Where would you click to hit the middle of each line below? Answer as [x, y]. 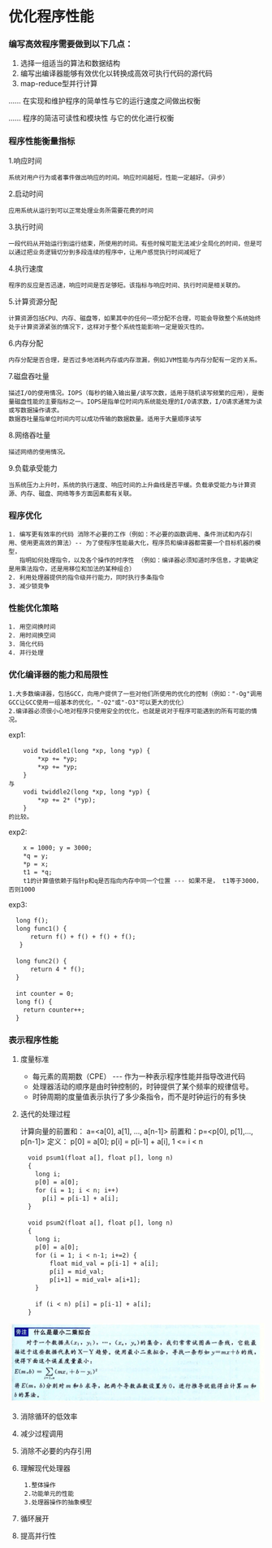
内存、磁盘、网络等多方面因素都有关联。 [78, 494]
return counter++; [54, 1010]
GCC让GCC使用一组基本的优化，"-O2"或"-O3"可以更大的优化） [98, 702]
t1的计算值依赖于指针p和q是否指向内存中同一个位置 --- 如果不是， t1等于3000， [142, 881]
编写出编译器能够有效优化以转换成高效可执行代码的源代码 [116, 73]
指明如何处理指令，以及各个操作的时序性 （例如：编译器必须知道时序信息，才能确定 [139, 561]
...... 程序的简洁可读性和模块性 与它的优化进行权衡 [91, 118]
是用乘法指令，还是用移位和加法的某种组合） [72, 569]
